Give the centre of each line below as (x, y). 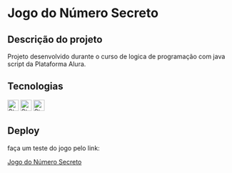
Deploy (24, 131)
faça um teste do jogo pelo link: (54, 148)
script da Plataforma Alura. (47, 64)
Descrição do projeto (55, 40)
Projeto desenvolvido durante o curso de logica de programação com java (116, 56)
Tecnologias (35, 86)
